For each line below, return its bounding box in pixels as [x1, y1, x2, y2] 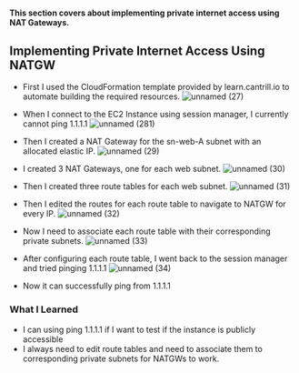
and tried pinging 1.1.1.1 [22, 263, 107, 274]
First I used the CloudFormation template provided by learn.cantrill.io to [22, 82, 290, 93]
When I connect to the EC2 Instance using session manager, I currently [22, 109, 289, 120]
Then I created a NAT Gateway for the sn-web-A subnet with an [22, 136, 262, 147]
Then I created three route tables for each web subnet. [22, 181, 228, 192]
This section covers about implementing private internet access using [9, 7, 280, 18]
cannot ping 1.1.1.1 [22, 118, 88, 129]
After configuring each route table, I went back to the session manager [22, 253, 288, 264]
